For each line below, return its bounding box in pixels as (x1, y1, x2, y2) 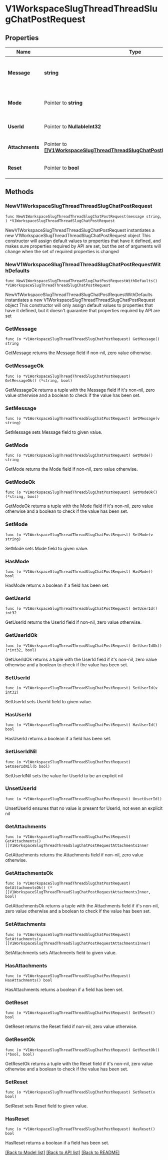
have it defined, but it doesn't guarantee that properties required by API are (5, 307, 160, 313)
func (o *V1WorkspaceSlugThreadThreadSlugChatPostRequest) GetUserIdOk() (5, 643, 162, 648)
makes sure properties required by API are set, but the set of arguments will (5, 243, 161, 249)
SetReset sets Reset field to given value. (5, 1102, 88, 1108)
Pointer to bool (44, 165, 79, 171)
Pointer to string (44, 100, 83, 106)
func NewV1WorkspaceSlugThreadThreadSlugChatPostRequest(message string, (5, 214, 162, 219)
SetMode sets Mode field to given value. (5, 545, 88, 551)
